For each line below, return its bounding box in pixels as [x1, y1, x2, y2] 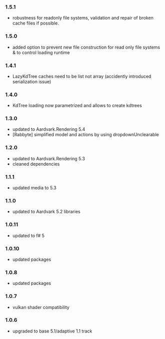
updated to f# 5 [12, 232, 45, 238]
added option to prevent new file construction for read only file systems [12, 44, 160, 50]
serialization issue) [12, 79, 51, 85]
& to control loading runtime [12, 49, 70, 56]
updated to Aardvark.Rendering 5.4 [12, 126, 85, 132]
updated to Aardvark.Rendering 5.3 [12, 155, 85, 161]
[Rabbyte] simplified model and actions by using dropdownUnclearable [12, 132, 159, 138]
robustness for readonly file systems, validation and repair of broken [12, 15, 153, 21]
